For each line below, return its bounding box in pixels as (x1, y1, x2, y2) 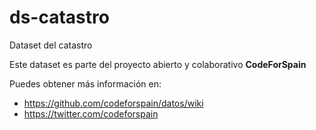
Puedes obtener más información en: (9, 77, 162, 90)
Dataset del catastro (9, 39, 93, 51)
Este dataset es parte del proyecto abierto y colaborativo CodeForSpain (9, 58, 307, 70)
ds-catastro (9, 6, 110, 29)
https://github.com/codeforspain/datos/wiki (23, 97, 204, 109)
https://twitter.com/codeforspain (23, 107, 159, 120)
